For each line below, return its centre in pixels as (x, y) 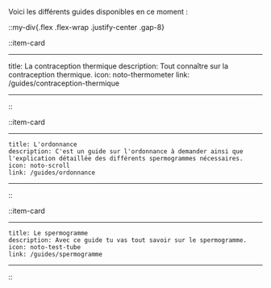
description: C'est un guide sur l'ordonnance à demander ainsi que (126, 152)
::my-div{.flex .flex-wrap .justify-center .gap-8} (87, 27)
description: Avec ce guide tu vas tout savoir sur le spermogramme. (128, 240)
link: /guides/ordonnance (52, 173)
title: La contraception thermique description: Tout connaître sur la (118, 66)
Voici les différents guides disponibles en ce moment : (98, 12)
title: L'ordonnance (43, 144)
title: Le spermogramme (48, 233)
